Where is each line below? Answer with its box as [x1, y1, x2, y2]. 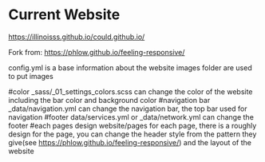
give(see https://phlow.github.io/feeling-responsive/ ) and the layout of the [8, 137, 252, 147]
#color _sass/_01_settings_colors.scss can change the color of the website [8, 86, 253, 97]
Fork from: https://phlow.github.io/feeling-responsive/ [8, 47, 185, 57]
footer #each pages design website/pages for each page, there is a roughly [8, 121, 257, 130]
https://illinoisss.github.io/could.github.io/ [8, 32, 145, 41]
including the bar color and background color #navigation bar [8, 95, 211, 105]
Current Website [8, 6, 121, 24]
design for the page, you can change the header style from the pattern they [8, 129, 257, 139]
